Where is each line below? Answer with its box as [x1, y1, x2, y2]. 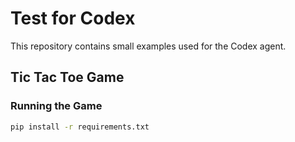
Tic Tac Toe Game [10, 69, 125, 86]
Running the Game [10, 99, 103, 113]
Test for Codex [10, 7, 136, 30]
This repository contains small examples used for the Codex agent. [10, 40, 287, 52]
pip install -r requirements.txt [10, 122, 150, 132]
